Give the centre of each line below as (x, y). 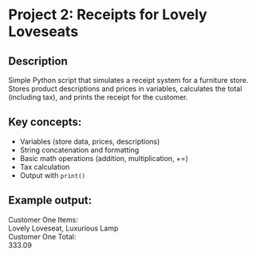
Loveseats (43, 32)
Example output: (50, 201)
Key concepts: (45, 122)
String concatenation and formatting (79, 150)
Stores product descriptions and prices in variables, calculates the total (125, 89)
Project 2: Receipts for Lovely (108, 15)
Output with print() (53, 175)
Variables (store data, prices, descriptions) (90, 141)
